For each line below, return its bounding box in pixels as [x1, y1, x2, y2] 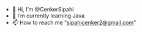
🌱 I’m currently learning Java [12, 12, 85, 19]
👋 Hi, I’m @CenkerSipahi [12, 6, 74, 13]
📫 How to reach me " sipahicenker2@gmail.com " [12, 19, 136, 26]
